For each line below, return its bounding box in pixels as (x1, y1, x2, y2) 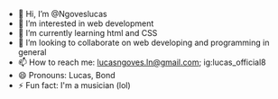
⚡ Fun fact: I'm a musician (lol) (17, 80, 131, 90)
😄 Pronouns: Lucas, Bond (17, 70, 116, 80)
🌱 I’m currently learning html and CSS (17, 28, 158, 38)
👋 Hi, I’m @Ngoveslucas (17, 9, 107, 19)
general (17, 47, 47, 58)
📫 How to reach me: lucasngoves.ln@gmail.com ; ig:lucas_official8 (17, 57, 266, 67)
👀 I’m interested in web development (17, 18, 154, 29)
